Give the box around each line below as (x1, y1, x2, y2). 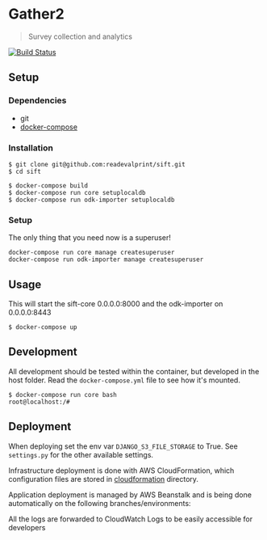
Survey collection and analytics (27, 32, 133, 41)
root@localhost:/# (8, 398, 70, 406)
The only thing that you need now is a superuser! (8, 233, 172, 243)
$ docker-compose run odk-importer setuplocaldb (8, 196, 175, 204)
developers (8, 522, 46, 532)
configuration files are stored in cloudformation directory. (8, 474, 199, 483)
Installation (8, 142, 54, 154)
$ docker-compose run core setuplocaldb (8, 188, 147, 196)
